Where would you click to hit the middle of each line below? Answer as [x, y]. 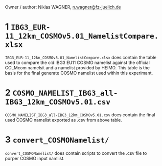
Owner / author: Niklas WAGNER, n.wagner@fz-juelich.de [63, 7]
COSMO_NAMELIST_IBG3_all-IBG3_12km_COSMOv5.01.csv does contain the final [80, 115]
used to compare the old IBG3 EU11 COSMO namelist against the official [78, 62]
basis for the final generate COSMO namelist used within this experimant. [79, 73]
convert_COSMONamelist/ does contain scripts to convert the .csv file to [76, 153]
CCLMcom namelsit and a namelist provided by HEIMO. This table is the [78, 67]
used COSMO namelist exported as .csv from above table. [64, 120]
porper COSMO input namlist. [35, 158]
